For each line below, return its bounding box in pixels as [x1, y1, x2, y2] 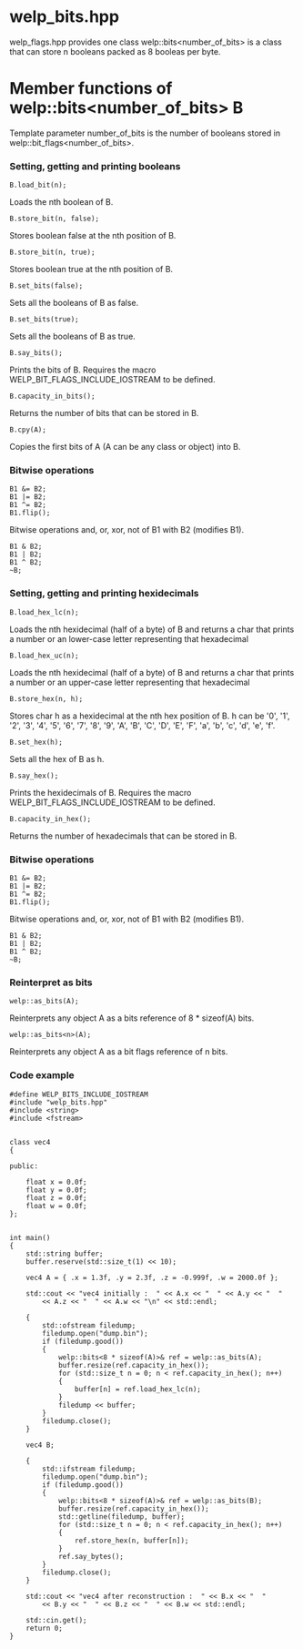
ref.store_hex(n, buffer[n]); [74, 1536, 189, 1545]
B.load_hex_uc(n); [9, 651, 79, 660]
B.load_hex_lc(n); [9, 607, 79, 616]
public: [9, 1161, 39, 1171]
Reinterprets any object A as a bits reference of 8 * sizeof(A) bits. [9, 1013, 255, 1023]
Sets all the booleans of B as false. [9, 298, 139, 309]
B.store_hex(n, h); [9, 694, 84, 703]
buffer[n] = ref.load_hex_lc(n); [74, 1384, 202, 1394]
